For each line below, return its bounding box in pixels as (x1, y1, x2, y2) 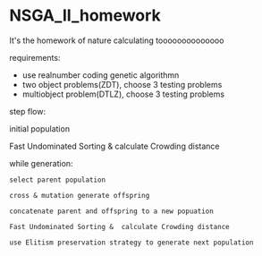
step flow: (9, 106, 46, 116)
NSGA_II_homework (9, 5, 161, 26)
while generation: (9, 158, 73, 168)
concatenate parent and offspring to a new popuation (9, 207, 215, 216)
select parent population (9, 175, 106, 184)
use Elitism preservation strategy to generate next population (9, 238, 254, 247)
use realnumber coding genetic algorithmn (21, 69, 180, 81)
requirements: (9, 52, 61, 63)
